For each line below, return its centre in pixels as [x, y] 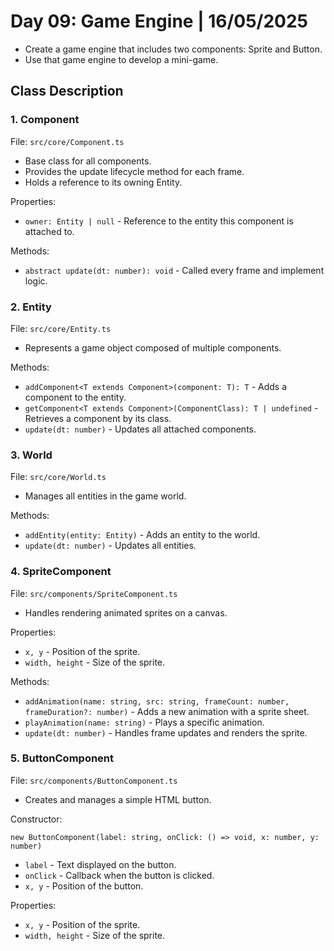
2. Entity [31, 307]
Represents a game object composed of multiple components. [153, 347]
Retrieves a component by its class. [98, 418]
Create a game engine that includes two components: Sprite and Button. [173, 49]
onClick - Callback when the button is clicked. [119, 875]
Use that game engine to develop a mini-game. [121, 59]
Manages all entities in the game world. [105, 496]
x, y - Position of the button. [84, 886]
